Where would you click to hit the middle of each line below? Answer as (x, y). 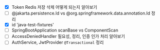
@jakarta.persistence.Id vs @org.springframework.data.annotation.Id (81, 13)
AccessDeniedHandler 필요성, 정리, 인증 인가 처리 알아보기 (68, 36)
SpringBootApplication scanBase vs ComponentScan (65, 30)
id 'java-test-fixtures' (33, 25)
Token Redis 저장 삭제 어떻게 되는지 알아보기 (54, 7)
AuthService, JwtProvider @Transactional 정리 (58, 42)
